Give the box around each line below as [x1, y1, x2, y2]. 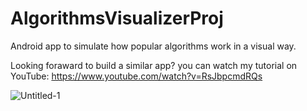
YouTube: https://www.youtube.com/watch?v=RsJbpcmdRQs [10, 70, 263, 82]
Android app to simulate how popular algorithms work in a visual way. [10, 40, 297, 52]
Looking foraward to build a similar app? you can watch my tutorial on [10, 59, 298, 71]
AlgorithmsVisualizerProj [10, 7, 224, 30]
